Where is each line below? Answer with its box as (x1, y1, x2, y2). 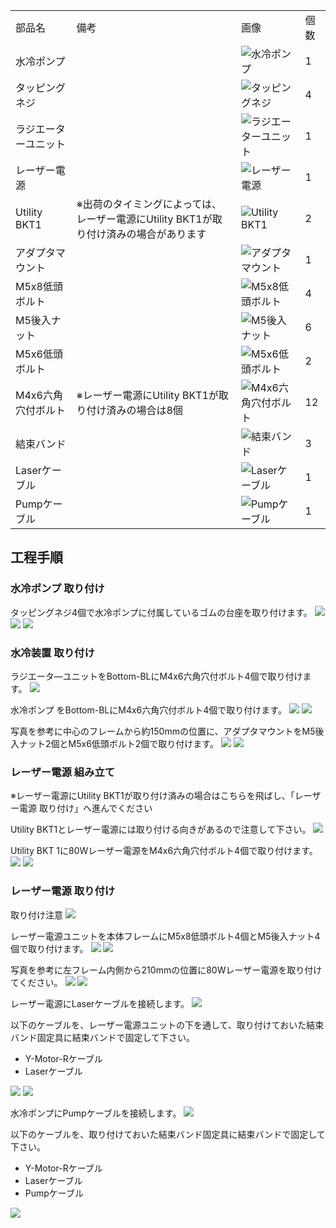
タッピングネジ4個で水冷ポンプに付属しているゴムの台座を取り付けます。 (10, 606, 313, 618)
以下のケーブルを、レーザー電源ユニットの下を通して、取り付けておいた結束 (10, 1019, 325, 1031)
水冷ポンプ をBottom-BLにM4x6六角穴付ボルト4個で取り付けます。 (10, 704, 287, 716)
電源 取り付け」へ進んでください (18, 802, 153, 814)
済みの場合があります (106, 227, 207, 241)
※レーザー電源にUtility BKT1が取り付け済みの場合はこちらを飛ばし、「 (10, 790, 295, 802)
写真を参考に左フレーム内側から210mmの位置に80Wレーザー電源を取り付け (10, 964, 323, 976)
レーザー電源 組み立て (10, 765, 116, 779)
